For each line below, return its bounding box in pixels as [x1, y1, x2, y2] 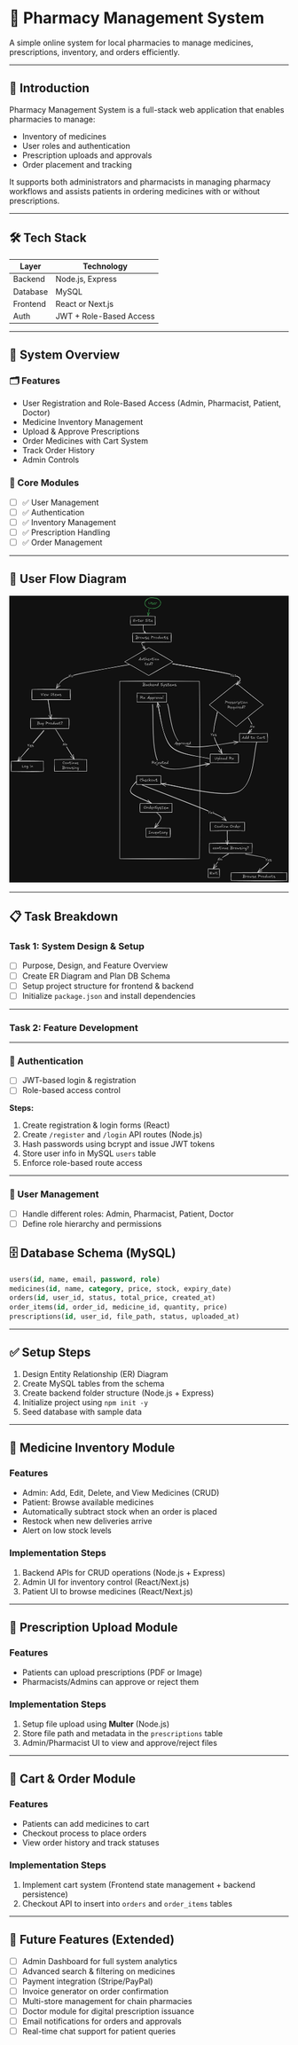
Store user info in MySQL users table [21, 1148, 157, 1159]
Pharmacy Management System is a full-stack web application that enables [9, 104, 285, 114]
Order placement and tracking [21, 159, 132, 169]
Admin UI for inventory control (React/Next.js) [21, 1577, 190, 1587]
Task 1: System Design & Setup [9, 940, 145, 953]
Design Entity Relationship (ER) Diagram [21, 1368, 169, 1379]
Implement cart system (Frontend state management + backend [21, 1879, 255, 1890]
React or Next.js [55, 298, 114, 309]
